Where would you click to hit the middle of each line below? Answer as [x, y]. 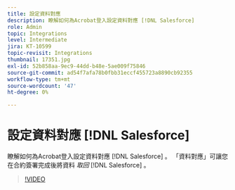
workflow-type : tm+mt [39, 79]
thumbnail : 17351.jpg [39, 60]
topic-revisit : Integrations [50, 53]
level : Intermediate [38, 40]
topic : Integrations [38, 33]
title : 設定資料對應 [34, 14]
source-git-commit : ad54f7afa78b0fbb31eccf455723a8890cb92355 [100, 72]
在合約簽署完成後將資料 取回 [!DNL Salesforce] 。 [79, 165]
